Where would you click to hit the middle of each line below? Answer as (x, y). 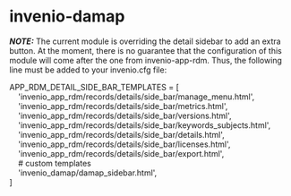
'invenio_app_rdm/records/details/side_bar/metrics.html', (123, 106)
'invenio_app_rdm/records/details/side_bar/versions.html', (124, 115)
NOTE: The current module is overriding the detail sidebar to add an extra (145, 41)
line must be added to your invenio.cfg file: (88, 70)
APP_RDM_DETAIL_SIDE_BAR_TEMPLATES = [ (94, 87)
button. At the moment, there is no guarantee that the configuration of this (145, 50)
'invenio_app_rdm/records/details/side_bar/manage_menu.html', (136, 97)
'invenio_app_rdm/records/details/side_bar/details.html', (121, 134)
